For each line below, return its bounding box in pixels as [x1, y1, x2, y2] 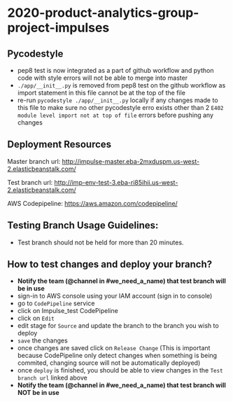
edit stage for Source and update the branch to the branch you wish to [17, 321, 219, 330]
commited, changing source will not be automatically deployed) [17, 359, 201, 367]
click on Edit [17, 314, 55, 323]
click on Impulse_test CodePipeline [17, 307, 119, 315]
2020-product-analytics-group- [7, 5, 199, 21]
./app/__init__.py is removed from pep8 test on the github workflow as [17, 81, 226, 89]
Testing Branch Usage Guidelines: [7, 219, 159, 232]
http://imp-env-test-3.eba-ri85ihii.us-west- [54, 178, 178, 186]
